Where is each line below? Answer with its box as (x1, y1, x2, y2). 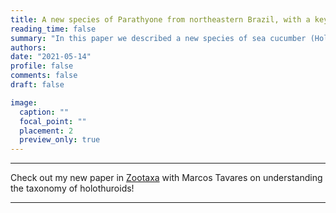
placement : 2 (19, 126, 74, 136)
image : (10, 97, 38, 108)
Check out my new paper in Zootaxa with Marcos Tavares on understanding (10, 172, 323, 184)
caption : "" (19, 107, 70, 117)
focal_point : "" (19, 116, 87, 126)
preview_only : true (19, 135, 101, 145)
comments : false (10, 71, 78, 81)
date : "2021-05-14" (10, 52, 92, 62)
